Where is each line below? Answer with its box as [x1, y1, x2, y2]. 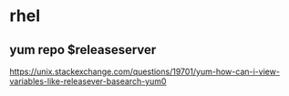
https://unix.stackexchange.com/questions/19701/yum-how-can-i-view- [9, 66, 281, 77]
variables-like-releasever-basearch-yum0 [9, 76, 167, 87]
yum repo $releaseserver [9, 42, 157, 58]
